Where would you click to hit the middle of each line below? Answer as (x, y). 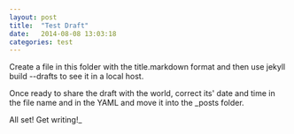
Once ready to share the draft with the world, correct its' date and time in (143, 93)
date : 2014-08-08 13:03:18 (63, 33)
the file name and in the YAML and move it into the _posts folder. (127, 103)
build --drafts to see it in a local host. (77, 77)
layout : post (33, 17)
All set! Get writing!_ (46, 120)
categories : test (41, 42)
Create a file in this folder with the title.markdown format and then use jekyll (147, 67)
